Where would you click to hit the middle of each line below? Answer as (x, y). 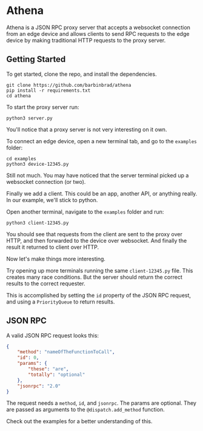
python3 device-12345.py (38, 164)
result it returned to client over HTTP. (52, 247)
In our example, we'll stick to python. (52, 200)
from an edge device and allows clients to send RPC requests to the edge (98, 33)
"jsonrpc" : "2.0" (39, 386)
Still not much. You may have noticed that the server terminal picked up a (98, 175)
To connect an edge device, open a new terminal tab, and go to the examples (101, 141)
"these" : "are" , (48, 369)
